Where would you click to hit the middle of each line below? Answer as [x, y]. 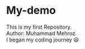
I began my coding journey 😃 [43, 39]
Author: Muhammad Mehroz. [42, 33]
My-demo [31, 10]
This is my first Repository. [39, 27]
